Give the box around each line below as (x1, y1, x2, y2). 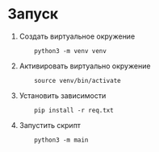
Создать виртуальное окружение (19, 31, 136, 41)
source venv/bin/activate (34, 76, 122, 84)
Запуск (7, 5, 59, 23)
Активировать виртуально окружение (19, 61, 151, 71)
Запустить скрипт (19, 120, 82, 129)
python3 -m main (34, 136, 89, 144)
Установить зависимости (19, 90, 107, 101)
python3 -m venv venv (34, 47, 107, 55)
